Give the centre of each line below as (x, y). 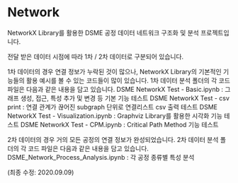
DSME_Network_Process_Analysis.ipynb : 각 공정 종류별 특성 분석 (101, 157)
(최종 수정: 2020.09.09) (41, 172)
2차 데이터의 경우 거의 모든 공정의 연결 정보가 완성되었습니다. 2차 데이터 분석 (113, 139)
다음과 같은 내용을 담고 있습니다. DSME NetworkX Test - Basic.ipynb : (125, 89)
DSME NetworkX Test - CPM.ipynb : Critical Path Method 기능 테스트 (119, 124)
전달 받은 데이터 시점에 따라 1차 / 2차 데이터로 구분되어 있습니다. (96, 57)
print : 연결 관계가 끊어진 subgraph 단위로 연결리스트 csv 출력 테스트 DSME (113, 107)
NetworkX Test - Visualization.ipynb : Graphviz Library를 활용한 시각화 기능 (115, 116)
